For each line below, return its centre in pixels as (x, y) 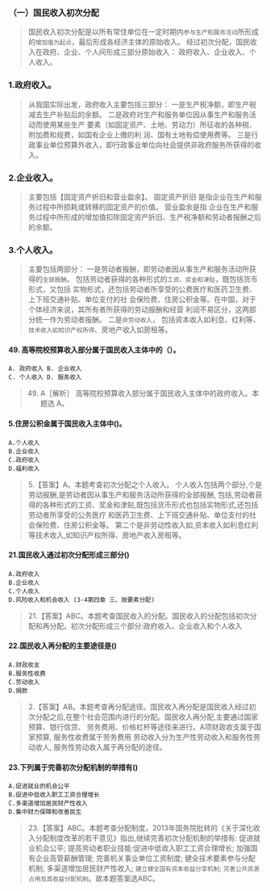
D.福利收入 (24, 469)
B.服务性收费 (27, 674)
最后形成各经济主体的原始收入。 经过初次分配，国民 (164, 42)
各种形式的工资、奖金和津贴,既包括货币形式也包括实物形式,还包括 (150, 504)
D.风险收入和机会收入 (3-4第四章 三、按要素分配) (82, 599)
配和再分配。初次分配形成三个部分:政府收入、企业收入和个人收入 (135, 626)
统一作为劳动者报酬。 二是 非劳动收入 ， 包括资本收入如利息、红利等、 (147, 320)
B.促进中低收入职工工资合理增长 (54, 795)
